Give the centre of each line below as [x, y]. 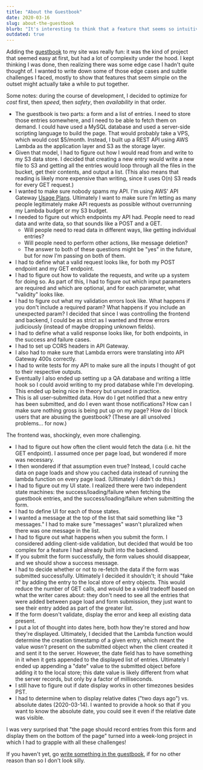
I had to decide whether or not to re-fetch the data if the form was [97, 569]
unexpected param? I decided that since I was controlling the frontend [102, 314]
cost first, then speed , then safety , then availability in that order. [86, 102]
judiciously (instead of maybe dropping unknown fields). [85, 327]
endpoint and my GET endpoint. [55, 269]
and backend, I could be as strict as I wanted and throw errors [92, 320]
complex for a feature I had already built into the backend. [87, 550]
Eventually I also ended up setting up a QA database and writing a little [103, 378]
